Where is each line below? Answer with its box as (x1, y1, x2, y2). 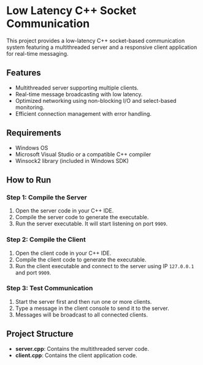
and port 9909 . (15, 269, 52, 276)
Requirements (6, 128, 61, 138)
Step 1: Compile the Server (6, 193, 87, 201)
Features (6, 68, 41, 78)
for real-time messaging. (6, 50, 69, 57)
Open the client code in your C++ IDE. (15, 249, 112, 257)
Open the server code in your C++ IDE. (15, 207, 114, 214)
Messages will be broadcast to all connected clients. (15, 310, 148, 318)
